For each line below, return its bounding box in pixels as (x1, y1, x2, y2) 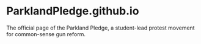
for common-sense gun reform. (6, 30, 86, 37)
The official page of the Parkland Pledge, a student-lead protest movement (6, 24, 195, 31)
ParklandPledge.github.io (6, 4, 139, 18)
